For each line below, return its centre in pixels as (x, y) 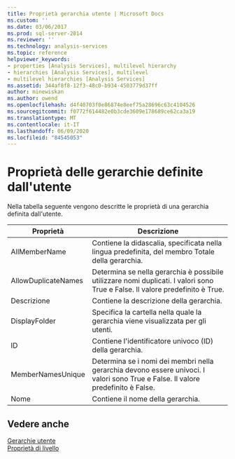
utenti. (102, 330)
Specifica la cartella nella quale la (147, 313)
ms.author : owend (33, 99)
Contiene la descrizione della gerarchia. (157, 301)
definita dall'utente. (35, 214)
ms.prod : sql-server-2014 (45, 33)
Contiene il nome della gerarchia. (146, 399)
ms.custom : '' (28, 20)
